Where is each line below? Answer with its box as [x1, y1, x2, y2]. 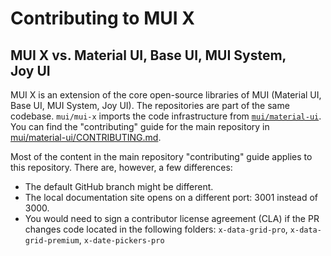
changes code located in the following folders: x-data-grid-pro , [24, 223, 288, 235]
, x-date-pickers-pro [78, 234, 165, 246]
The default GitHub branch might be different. [24, 181, 214, 192]
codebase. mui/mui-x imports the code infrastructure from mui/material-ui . [10, 110, 322, 122]
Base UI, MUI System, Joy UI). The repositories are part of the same [10, 100, 290, 111]
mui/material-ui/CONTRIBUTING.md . [10, 132, 162, 143]
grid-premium [24, 236, 80, 246]
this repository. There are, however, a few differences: [10, 162, 233, 173]
